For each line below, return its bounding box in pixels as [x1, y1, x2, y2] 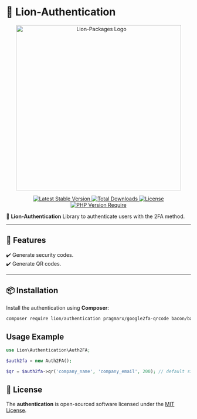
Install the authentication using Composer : [6, 304, 110, 311]
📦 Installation [6, 286, 59, 296]
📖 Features [6, 235, 46, 246]
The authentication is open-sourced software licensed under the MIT [6, 400, 175, 407]
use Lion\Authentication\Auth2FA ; [6, 347, 91, 353]
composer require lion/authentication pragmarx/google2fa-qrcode [6, 316, 169, 321]
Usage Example [6, 331, 64, 341]
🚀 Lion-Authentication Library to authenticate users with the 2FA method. [6, 213, 185, 220]
